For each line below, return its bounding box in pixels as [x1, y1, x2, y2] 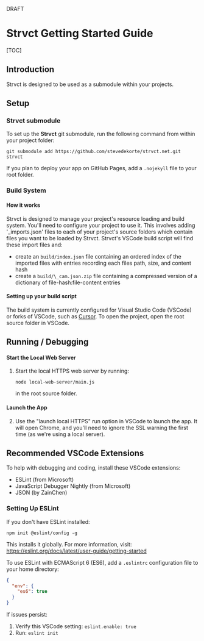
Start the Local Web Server [6, 354, 76, 361]
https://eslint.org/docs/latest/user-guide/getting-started [6, 547, 147, 554]
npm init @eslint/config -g [6, 530, 78, 536]
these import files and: [6, 241, 63, 248]
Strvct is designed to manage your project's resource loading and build [6, 215, 185, 222]
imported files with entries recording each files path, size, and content [15, 259, 192, 267]
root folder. [6, 171, 35, 179]
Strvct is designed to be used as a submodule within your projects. [6, 81, 174, 88]
